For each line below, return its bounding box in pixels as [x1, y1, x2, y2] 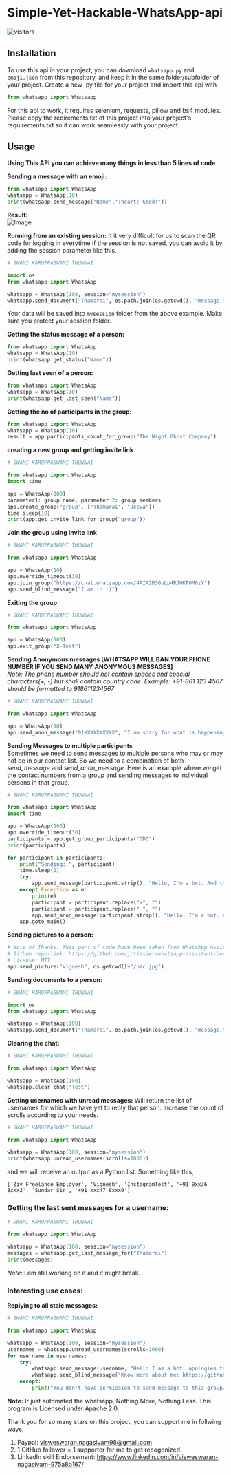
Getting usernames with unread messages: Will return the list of [7, 1096, 192, 1104]
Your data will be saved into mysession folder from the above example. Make [7, 310, 222, 318]
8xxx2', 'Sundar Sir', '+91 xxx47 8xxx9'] [7, 1187, 131, 1194]
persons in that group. [7, 778, 70, 786]
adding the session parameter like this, [7, 246, 117, 255]
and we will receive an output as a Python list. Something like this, [7, 1168, 194, 1176]
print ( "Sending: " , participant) [19, 860, 115, 868]
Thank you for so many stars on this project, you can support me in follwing [7, 1417, 221, 1425]
